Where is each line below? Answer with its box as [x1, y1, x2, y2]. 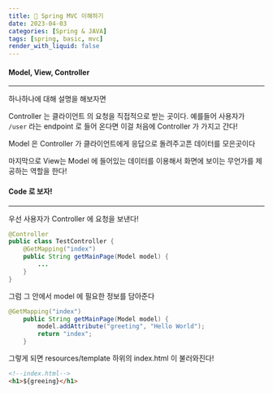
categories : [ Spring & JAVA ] [8, 27, 107, 35]
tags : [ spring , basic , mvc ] [8, 34, 104, 43]
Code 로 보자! [8, 186, 53, 196]
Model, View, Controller [8, 67, 90, 77]
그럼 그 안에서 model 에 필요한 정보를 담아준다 [8, 290, 155, 301]
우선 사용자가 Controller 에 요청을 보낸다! [8, 213, 140, 224]
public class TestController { [8, 238, 115, 246]
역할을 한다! [29, 166, 67, 176]
